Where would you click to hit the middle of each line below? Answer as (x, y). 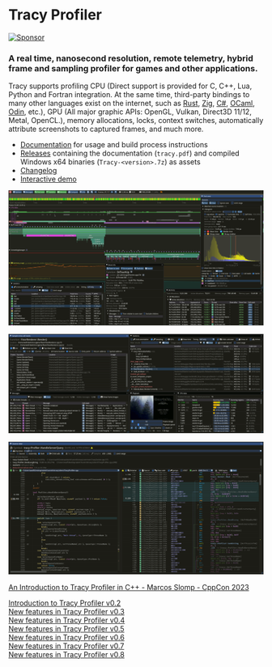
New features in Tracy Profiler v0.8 (67, 654)
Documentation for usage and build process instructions (114, 145)
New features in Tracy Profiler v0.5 (66, 628)
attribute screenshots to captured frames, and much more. (106, 129)
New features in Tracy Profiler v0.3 (67, 611)
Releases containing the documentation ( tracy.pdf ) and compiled (130, 153)
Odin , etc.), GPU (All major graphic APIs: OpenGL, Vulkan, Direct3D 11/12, (130, 112)
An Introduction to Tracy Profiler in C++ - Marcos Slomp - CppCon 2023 (129, 587)
